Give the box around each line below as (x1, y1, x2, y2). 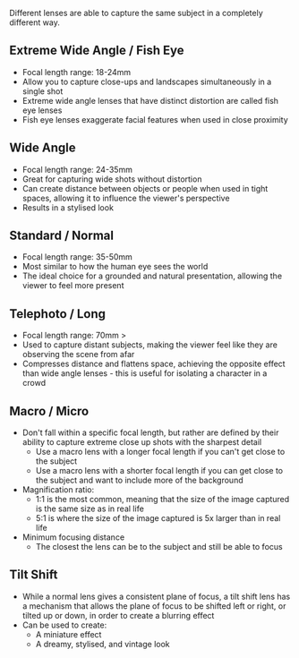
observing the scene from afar (21, 349, 135, 360)
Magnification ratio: (21, 484, 95, 495)
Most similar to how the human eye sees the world (21, 261, 209, 272)
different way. (9, 17, 60, 28)
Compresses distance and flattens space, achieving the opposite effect (21, 358, 286, 370)
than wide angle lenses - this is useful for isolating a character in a (21, 368, 268, 379)
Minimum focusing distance (21, 532, 125, 543)
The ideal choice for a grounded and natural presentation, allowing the (21, 270, 283, 281)
